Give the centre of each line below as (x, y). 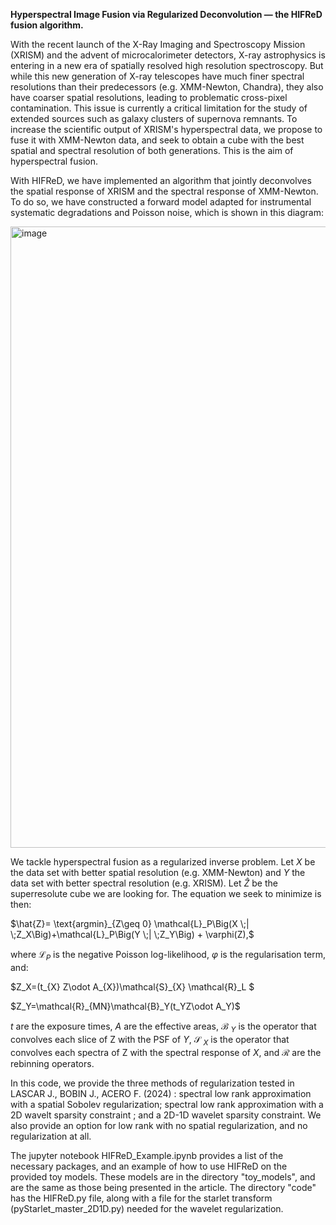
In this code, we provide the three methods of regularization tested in (152, 1083)
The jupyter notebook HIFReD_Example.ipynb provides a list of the (147, 1156)
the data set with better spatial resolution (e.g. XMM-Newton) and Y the (158, 872)
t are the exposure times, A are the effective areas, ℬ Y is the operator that (163, 1027)
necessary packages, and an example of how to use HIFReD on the (149, 1166)
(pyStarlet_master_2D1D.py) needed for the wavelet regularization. (147, 1209)
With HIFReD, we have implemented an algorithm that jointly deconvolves (161, 180)
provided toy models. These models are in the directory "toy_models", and (163, 1177)
